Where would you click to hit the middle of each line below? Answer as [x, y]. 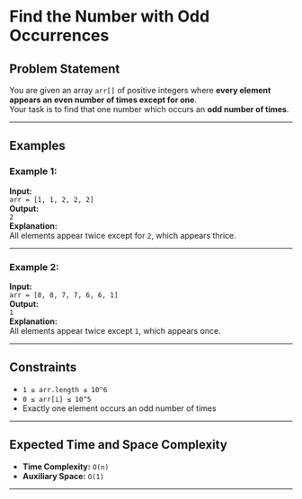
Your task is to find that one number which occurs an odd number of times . [149, 109]
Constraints [43, 368]
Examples [37, 146]
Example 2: [34, 267]
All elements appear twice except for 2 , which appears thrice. [123, 235]
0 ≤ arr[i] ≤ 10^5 [57, 399]
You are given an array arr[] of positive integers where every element [140, 90]
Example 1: [33, 171]
